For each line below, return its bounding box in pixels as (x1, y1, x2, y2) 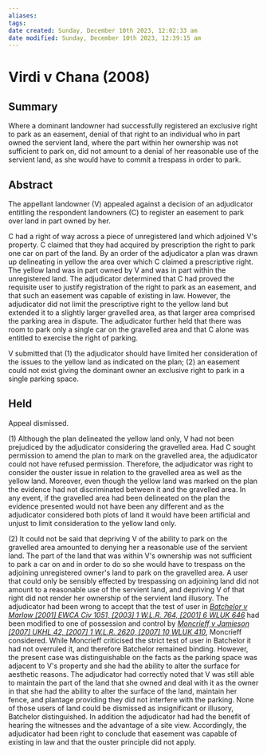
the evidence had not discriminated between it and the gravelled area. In (8, 484, 246, 494)
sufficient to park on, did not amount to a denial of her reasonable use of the (8, 147, 259, 156)
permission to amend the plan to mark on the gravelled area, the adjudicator (8, 450, 257, 460)
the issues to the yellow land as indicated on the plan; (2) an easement (8, 357, 241, 367)
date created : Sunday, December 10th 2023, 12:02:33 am (8, 26, 198, 34)
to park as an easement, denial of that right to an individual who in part (8, 129, 241, 140)
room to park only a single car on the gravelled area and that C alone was (8, 324, 249, 335)
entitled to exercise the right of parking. (8, 333, 138, 343)
